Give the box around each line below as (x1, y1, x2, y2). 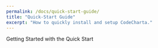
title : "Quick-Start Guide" (6, 14, 76, 20)
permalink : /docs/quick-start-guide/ (6, 8, 100, 15)
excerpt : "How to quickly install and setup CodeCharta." (6, 19, 153, 25)
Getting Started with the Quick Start (6, 36, 94, 43)
